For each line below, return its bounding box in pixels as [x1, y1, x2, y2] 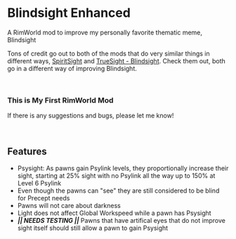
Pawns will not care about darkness [17, 202, 121, 210]
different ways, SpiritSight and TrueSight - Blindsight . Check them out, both [7, 56, 226, 65]
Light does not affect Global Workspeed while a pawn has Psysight [17, 209, 212, 217]
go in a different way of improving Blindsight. [7, 64, 137, 72]
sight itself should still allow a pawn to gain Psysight [17, 224, 169, 233]
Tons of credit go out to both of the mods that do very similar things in [7, 49, 210, 58]
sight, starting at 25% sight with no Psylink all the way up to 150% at [17, 172, 216, 180]
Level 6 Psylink [17, 179, 62, 188]
